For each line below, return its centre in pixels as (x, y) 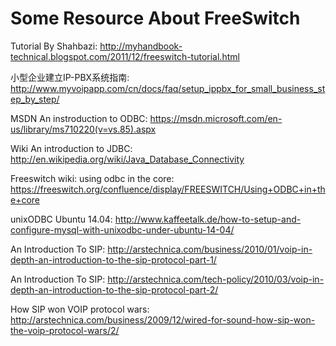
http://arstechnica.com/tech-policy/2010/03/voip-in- (216, 279)
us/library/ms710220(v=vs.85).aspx (83, 129)
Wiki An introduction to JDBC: (71, 148)
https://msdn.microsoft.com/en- (216, 118)
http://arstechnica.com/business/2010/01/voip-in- (210, 249)
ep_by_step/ (35, 99)
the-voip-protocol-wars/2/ (65, 330)
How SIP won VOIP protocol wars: (80, 309)
